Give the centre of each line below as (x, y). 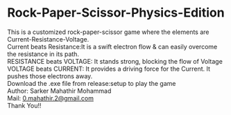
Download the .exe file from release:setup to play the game (92, 83)
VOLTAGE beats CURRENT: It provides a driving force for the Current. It (109, 69)
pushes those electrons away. (50, 76)
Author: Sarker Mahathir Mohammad (59, 91)
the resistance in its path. (43, 54)
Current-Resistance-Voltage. (48, 39)
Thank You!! (24, 105)
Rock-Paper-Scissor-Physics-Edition (116, 13)
